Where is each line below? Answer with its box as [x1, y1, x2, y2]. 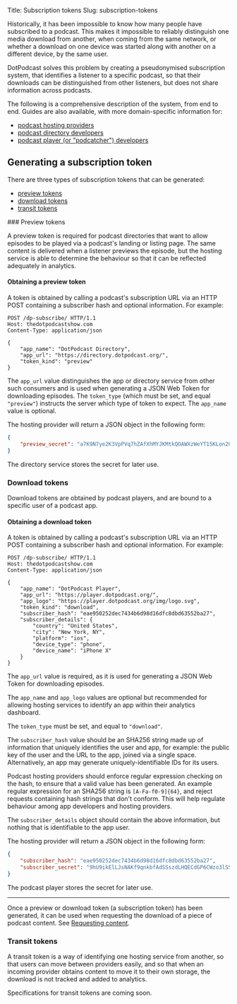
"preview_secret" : [20, 440, 74, 448]
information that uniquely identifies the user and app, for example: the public [7, 743, 230, 752]
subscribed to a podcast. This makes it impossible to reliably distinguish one [7, 28, 229, 35]
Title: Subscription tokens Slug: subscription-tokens [7, 6, 158, 14]
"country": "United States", [32, 623, 119, 630]
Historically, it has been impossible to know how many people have [7, 20, 202, 28]
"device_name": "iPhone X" [32, 647, 112, 654]
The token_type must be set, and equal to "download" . [7, 722, 163, 731]
